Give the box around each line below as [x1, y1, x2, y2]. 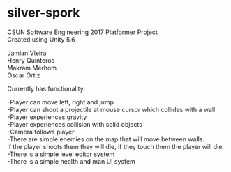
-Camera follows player [7, 127, 75, 136]
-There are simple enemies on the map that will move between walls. [7, 134, 204, 143]
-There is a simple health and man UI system [7, 157, 136, 165]
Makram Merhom [7, 63, 57, 72]
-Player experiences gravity [7, 113, 87, 121]
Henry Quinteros [7, 56, 55, 64]
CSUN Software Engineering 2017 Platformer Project [7, 28, 158, 36]
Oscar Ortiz [7, 71, 40, 79]
